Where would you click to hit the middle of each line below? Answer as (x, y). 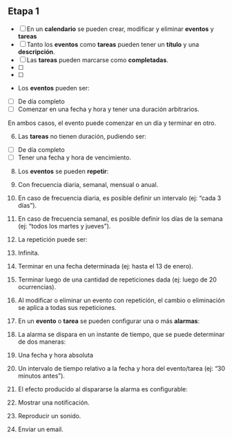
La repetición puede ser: (52, 240)
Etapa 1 (24, 11)
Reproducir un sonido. (49, 416)
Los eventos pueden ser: (54, 88)
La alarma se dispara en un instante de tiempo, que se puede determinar (121, 335)
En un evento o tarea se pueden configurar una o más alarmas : (108, 321)
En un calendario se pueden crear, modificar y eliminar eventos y (120, 29)
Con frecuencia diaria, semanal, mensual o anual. (88, 185)
